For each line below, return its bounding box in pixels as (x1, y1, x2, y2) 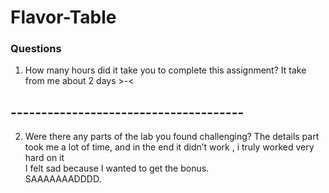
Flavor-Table (10, 6, 117, 29)
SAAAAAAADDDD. (24, 173, 102, 185)
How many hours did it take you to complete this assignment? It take (24, 64, 307, 76)
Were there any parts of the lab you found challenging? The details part (24, 131, 320, 143)
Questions (10, 42, 62, 56)
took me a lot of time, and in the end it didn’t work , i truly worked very (24, 141, 315, 153)
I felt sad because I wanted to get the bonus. (24, 162, 210, 175)
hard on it (24, 152, 65, 164)
